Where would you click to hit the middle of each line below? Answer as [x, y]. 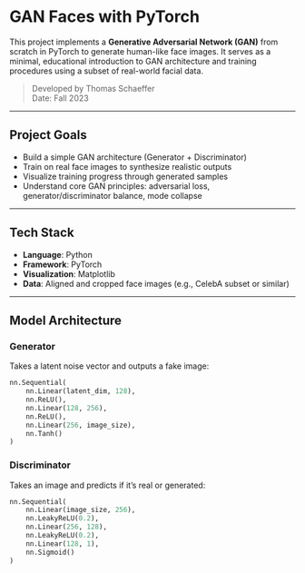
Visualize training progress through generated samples [125, 176]
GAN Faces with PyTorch [104, 17]
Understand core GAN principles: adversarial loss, [116, 186]
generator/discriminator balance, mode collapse [112, 195]
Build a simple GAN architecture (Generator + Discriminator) [135, 157]
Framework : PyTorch [62, 264]
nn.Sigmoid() [50, 552]
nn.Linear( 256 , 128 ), [66, 527]
